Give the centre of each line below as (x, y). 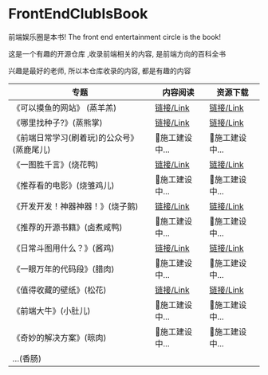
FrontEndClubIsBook (78, 14)
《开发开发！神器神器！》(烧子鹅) (75, 206)
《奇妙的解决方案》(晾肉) (59, 338)
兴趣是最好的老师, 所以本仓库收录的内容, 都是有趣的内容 (100, 70)
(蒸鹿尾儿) (32, 150)
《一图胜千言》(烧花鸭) (55, 164)
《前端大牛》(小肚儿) (51, 311)
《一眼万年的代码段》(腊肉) (63, 269)
